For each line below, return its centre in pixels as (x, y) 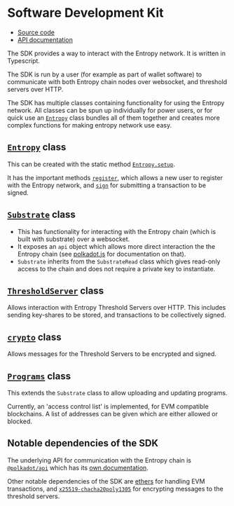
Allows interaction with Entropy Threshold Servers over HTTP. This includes (117, 308)
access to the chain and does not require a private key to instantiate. (116, 268)
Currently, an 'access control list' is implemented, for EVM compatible (108, 406)
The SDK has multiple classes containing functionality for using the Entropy (116, 102)
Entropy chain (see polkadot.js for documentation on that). (102, 254)
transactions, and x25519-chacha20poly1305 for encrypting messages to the (115, 488)
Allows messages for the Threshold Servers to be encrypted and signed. (112, 354)
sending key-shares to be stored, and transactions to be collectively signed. (117, 315)
